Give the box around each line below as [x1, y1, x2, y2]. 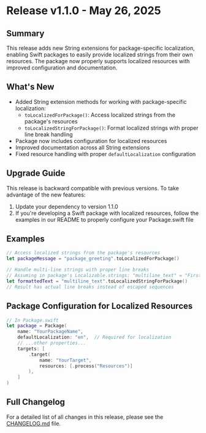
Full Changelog [6, 397, 66, 407]
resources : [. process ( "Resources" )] [39, 363, 133, 369]
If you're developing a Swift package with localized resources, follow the [15, 209, 199, 217]
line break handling [24, 130, 73, 138]
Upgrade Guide [6, 168, 66, 179]
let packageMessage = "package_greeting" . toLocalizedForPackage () [6, 256, 180, 262]
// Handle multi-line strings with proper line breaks [6, 267, 150, 273]
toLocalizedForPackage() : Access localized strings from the [24, 111, 176, 119]
